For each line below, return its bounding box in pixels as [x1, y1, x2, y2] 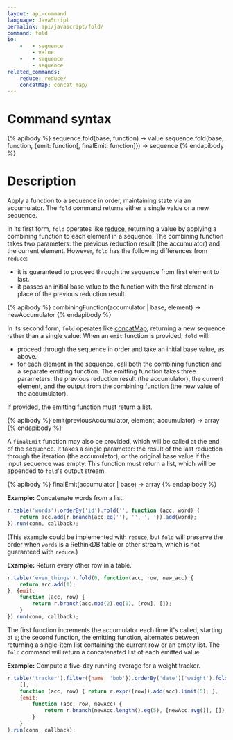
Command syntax [7, 111, 112, 127]
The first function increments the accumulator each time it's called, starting [7, 625, 223, 634]
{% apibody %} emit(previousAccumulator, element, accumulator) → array [7, 417, 220, 425]
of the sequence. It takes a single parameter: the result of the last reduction [7, 444, 223, 453]
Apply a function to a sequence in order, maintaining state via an [7, 196, 191, 205]
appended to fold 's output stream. [7, 467, 106, 475]
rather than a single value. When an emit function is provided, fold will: [7, 332, 210, 340]
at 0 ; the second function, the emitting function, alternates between [7, 633, 200, 641]
